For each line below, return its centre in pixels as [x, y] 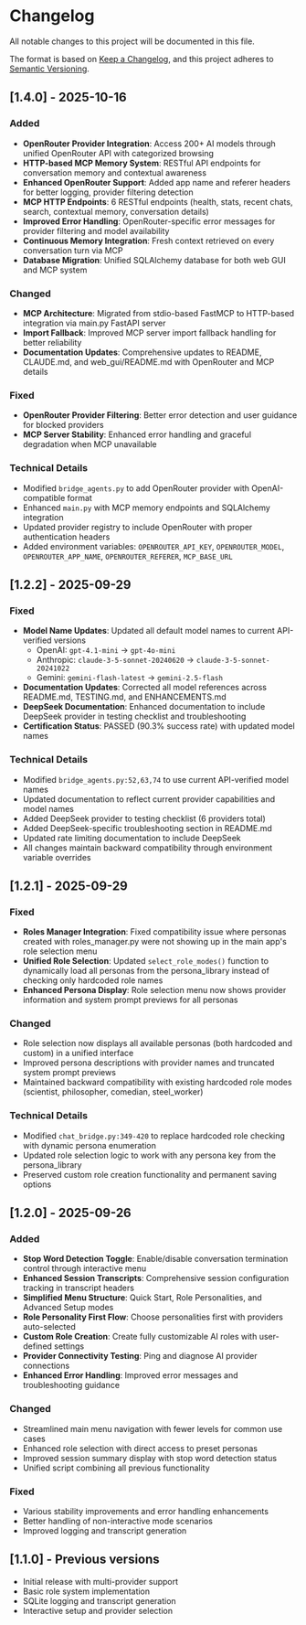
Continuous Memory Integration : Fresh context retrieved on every [148, 241]
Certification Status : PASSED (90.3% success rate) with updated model [158, 726]
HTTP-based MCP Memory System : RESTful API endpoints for [142, 163]
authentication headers [66, 537]
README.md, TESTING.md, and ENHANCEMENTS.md [124, 697]
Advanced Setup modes [68, 1308]
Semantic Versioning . [49, 69]
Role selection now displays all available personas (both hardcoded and [157, 1043]
